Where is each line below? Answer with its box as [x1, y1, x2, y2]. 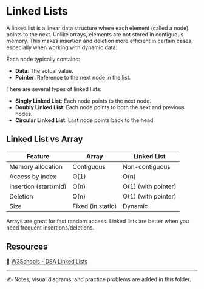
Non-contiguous [122, 162, 171, 171]
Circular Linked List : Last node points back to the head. [15, 117, 155, 124]
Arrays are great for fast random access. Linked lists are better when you [6, 217, 189, 225]
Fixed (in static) [72, 202, 117, 210]
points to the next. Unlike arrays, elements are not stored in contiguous [6, 30, 184, 38]
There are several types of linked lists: [6, 85, 102, 92]
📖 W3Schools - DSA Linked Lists [6, 257, 88, 265]
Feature [26, 152, 50, 160]
